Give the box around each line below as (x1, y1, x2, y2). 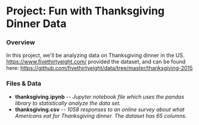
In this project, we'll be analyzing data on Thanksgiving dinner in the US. (6, 52, 185, 59)
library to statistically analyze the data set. (14, 99, 121, 106)
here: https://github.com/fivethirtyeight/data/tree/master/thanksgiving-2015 (6, 65, 193, 72)
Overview (6, 38, 35, 47)
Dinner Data (6, 17, 67, 31)
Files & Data (6, 80, 41, 88)
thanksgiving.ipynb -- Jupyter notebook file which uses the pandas (14, 93, 185, 100)
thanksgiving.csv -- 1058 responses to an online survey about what (14, 106, 185, 113)
